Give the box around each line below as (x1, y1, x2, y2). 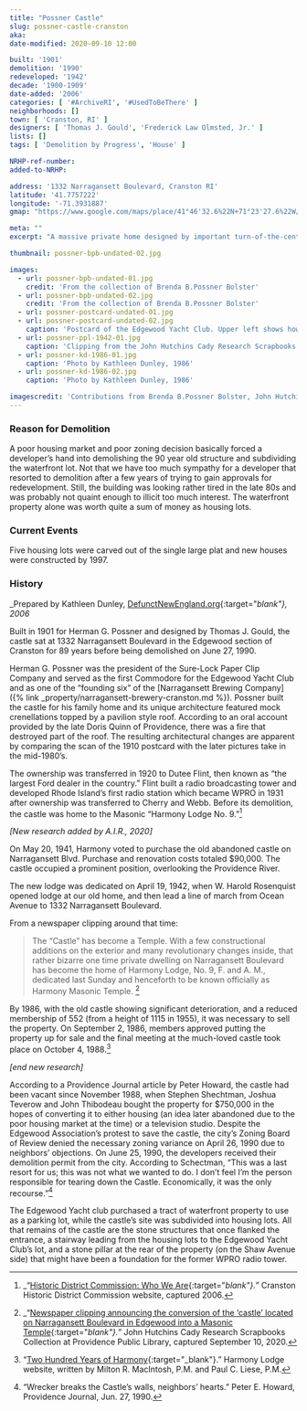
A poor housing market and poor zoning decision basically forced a (9, 443, 263, 454)
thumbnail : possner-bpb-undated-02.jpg (9, 249, 162, 258)
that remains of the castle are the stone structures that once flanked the (9, 1225, 281, 1236)
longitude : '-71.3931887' (9, 198, 108, 208)
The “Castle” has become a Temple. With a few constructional (31, 936, 266, 947)
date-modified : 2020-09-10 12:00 (9, 38, 137, 48)
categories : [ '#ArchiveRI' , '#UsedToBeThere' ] (9, 98, 198, 107)
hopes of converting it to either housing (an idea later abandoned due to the (9, 1108, 295, 1119)
